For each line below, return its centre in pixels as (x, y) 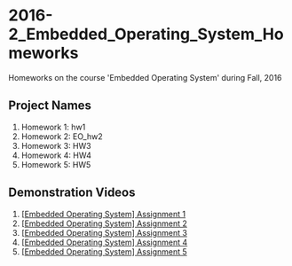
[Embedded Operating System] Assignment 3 (104, 232)
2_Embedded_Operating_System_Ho (146, 34)
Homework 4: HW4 (56, 155)
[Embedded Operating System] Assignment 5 (104, 251)
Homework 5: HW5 (56, 164)
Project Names (50, 106)
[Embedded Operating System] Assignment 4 (104, 242)
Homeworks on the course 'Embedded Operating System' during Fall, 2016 (145, 77)
